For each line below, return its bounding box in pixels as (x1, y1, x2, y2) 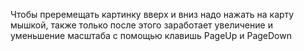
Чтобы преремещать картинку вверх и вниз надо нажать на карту (10, 9, 295, 20)
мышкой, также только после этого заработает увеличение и (10, 19, 273, 31)
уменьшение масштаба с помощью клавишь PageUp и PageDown (10, 30, 292, 41)
